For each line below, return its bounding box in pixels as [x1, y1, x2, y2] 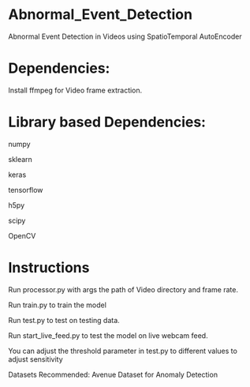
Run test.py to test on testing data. [8, 315, 120, 325]
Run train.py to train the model [8, 300, 106, 310]
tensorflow [8, 185, 43, 194]
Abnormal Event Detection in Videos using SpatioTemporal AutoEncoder [8, 32, 242, 41]
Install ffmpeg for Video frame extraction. [8, 85, 143, 95]
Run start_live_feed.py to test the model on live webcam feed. [8, 330, 208, 340]
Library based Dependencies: [8, 113, 207, 131]
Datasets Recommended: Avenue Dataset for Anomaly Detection [8, 370, 218, 379]
